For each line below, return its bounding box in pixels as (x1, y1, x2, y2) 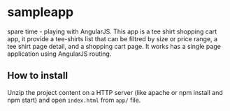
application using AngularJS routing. (7, 50, 112, 58)
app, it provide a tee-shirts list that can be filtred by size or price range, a (7, 34, 218, 43)
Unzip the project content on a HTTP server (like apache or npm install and (7, 88, 223, 96)
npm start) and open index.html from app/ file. (7, 96, 141, 104)
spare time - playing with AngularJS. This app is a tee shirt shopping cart (7, 27, 217, 36)
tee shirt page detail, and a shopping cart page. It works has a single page (7, 42, 222, 50)
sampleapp (7, 4, 74, 20)
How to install (7, 70, 69, 82)
